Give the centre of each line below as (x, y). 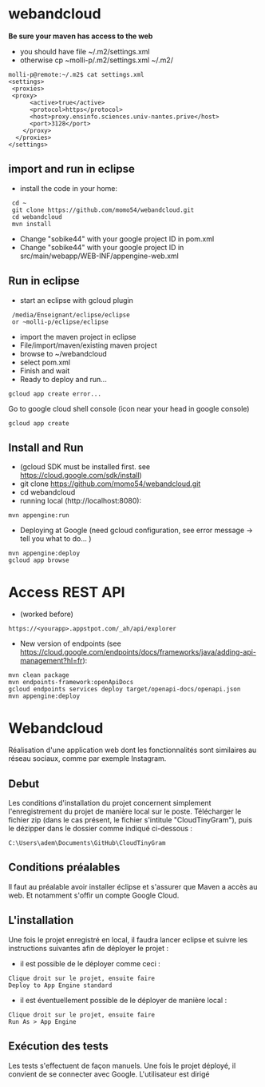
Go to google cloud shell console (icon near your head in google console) (129, 408)
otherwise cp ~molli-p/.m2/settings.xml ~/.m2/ (97, 60)
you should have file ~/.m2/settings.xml (85, 51)
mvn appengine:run (39, 516)
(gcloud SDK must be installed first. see (85, 467)
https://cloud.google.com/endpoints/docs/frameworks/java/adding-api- (138, 652)
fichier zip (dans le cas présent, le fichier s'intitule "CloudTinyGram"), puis (131, 820)
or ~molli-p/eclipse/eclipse (60, 322)
